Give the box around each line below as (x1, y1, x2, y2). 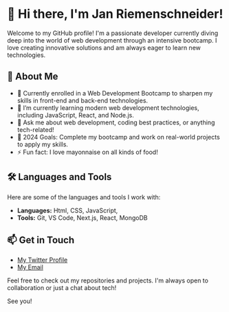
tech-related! (17, 125, 54, 133)
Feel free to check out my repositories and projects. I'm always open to (7, 276, 208, 285)
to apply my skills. (17, 140, 69, 148)
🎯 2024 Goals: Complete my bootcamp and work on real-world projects (17, 133, 220, 141)
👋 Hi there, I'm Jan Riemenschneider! (7, 6, 223, 22)
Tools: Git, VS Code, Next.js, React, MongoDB (17, 213, 148, 222)
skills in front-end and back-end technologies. (17, 96, 149, 104)
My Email (17, 263, 43, 271)
